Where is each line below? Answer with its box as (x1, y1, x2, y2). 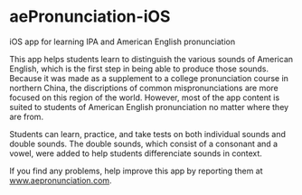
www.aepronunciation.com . (9, 174, 112, 186)
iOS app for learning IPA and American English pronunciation (9, 36, 236, 47)
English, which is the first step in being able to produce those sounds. (9, 63, 269, 74)
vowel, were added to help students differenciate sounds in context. (9, 147, 262, 159)
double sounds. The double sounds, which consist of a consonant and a (9, 138, 278, 149)
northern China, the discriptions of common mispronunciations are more (9, 82, 278, 93)
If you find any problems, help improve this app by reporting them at (9, 165, 264, 176)
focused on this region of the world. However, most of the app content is (9, 92, 280, 103)
